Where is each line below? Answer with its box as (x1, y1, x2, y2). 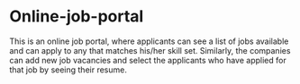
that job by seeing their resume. (9, 64, 128, 75)
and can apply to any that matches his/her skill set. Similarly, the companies (9, 45, 291, 55)
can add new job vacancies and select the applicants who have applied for (9, 55, 286, 65)
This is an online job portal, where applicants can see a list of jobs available (9, 36, 289, 46)
